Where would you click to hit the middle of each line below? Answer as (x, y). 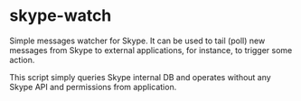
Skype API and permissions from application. (93, 87)
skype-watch (61, 16)
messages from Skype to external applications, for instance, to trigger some (151, 50)
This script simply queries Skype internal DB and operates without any (140, 77)
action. (22, 60)
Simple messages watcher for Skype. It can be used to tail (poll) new (137, 41)
